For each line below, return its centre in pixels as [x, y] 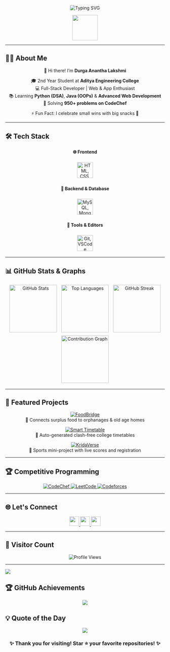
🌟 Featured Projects [37, 403]
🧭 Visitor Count [30, 545]
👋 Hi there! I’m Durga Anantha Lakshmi [85, 70]
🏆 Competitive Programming [52, 472]
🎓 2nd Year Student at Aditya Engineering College [85, 80]
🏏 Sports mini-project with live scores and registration [85, 451]
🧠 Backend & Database [85, 189]
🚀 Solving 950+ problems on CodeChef [85, 103]
